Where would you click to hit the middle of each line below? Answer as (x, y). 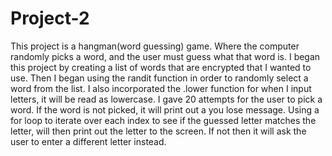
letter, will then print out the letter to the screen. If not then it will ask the (158, 131)
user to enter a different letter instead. (88, 141)
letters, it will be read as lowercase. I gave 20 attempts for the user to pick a (166, 99)
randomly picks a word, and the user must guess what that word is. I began (165, 56)
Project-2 (50, 18)
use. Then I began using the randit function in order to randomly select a (159, 78)
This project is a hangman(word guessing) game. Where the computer (155, 46)
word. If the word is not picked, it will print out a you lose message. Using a (165, 109)
